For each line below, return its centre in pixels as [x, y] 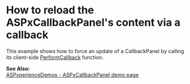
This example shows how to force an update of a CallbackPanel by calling [95, 51]
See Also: [18, 68]
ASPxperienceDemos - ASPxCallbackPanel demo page [72, 75]
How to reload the [50, 10]
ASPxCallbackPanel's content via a [93, 22]
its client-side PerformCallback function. [55, 57]
